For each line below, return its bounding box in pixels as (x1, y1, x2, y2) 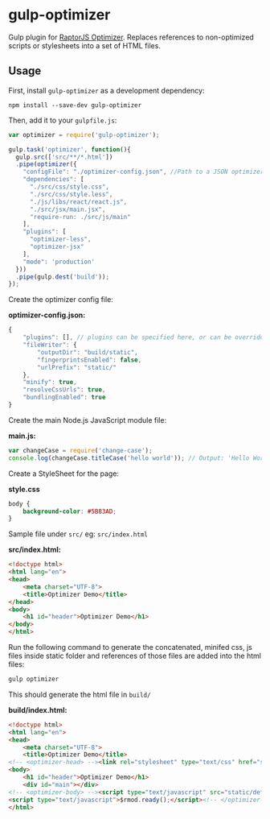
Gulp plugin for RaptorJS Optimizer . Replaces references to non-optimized (8, 32, 255, 42)
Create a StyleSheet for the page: (8, 469, 119, 478)
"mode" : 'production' (22, 258, 95, 266)
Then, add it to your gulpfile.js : (8, 115, 117, 125)
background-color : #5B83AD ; (22, 507, 117, 515)
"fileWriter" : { (22, 341, 78, 349)
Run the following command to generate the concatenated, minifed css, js (8, 643, 253, 651)
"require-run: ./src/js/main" (29, 213, 131, 221)
